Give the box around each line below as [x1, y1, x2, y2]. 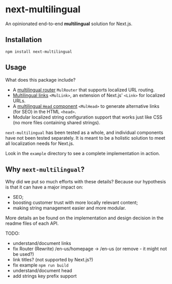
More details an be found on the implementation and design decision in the [5, 215, 164, 221]
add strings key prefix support [12, 273, 77, 279]
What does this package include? [5, 77, 76, 83]
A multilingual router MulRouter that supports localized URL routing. [12, 86, 155, 93]
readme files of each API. [5, 220, 59, 226]
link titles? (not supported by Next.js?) [12, 257, 93, 263]
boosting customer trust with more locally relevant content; [12, 199, 138, 206]
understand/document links [12, 240, 71, 247]
